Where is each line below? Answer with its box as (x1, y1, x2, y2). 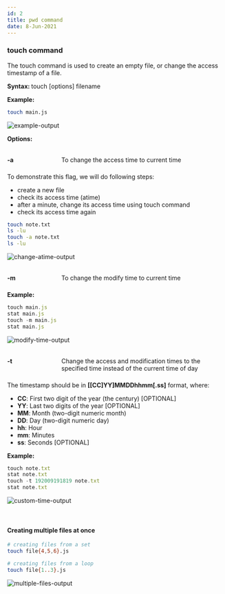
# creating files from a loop (7, 560, 94, 567)
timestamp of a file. (7, 68, 62, 76)
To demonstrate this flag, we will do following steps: (7, 172, 155, 181)
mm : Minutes (17, 431, 55, 439)
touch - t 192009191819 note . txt (7, 478, 100, 484)
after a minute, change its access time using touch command (17, 201, 191, 209)
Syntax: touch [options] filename (7, 82, 101, 90)
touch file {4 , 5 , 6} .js (7, 548, 69, 555)
